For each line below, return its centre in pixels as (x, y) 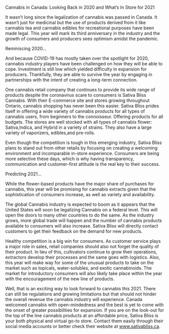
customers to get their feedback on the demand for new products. (74, 231)
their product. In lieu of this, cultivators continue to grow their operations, (81, 252)
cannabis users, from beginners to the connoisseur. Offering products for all (84, 117)
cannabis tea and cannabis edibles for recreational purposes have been (80, 28)
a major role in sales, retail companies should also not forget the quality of (82, 246)
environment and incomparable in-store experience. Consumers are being (82, 153)
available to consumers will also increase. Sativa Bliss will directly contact (82, 226)
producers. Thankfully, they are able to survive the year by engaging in (79, 75)
